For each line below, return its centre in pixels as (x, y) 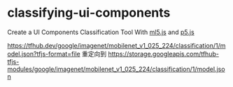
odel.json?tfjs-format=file (44, 54)
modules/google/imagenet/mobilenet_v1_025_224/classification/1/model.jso (116, 69)
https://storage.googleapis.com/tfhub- (163, 54)
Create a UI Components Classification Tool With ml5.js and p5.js (101, 32)
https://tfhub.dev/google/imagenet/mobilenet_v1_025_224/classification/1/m (116, 45)
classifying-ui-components (89, 13)
